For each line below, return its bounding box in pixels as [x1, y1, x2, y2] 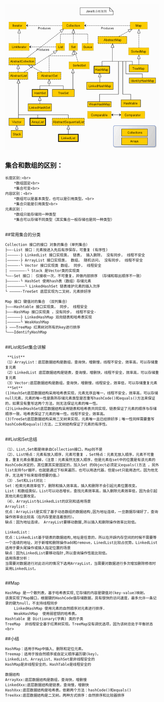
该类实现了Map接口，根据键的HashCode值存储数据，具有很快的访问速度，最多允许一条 [5, 595, 153, 601]
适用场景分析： [5, 556, 31, 561]
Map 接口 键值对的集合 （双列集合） [5, 299, 70, 304]
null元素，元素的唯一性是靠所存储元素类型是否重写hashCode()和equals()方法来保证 [5, 396, 156, 400]
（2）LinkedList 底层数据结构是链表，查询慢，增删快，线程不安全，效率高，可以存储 [5, 370, 156, 375]
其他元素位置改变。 [5, 493, 38, 498]
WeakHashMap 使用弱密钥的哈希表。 [14, 611, 79, 616]
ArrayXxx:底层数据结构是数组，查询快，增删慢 [5, 677, 87, 682]
